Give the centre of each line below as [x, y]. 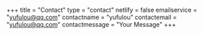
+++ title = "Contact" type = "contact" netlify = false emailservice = [102, 10]
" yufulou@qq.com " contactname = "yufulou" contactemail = [92, 17]
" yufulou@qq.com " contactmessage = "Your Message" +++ [91, 24]
